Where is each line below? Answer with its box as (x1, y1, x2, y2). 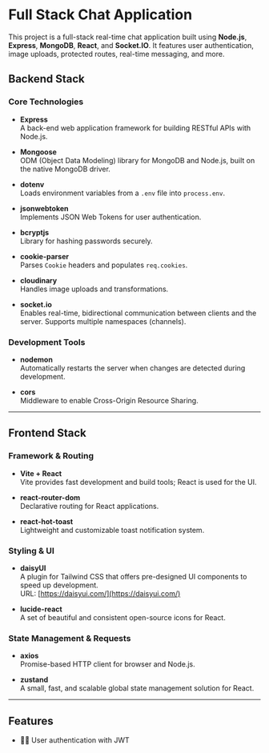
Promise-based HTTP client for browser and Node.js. (19, 659, 196, 669)
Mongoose (19, 146, 58, 157)
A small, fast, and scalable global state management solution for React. (19, 683, 255, 693)
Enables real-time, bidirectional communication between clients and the (19, 308, 257, 318)
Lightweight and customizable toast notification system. (19, 525, 205, 535)
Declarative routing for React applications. (19, 501, 159, 511)
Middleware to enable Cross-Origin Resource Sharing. (19, 395, 199, 405)
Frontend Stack (8, 427, 86, 440)
